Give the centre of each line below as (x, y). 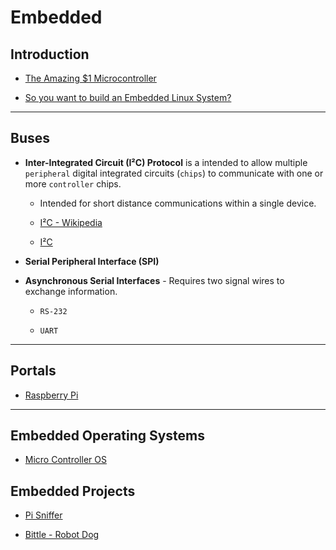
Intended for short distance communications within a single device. (178, 203)
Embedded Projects (73, 491)
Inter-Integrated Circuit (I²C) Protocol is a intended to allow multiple (166, 162)
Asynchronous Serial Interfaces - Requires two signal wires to (154, 280)
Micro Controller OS (65, 460)
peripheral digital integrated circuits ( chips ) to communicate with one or (174, 173)
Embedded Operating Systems (108, 436)
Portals (33, 371)
